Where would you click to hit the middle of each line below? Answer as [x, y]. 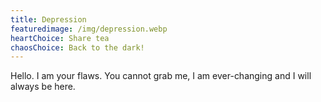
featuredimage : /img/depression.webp [89, 29]
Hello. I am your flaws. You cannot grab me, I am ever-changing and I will [161, 76]
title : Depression [48, 19]
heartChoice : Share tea [60, 38]
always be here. [43, 87]
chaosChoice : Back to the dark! [77, 47]
